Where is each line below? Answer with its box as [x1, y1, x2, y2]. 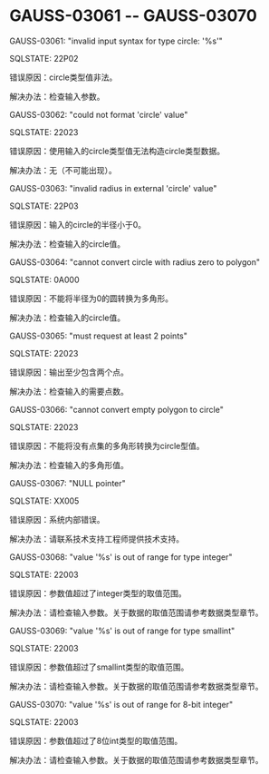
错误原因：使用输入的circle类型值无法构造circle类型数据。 [9, 145, 225, 156]
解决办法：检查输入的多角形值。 [9, 459, 129, 470]
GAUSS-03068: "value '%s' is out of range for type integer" [9, 551, 233, 563]
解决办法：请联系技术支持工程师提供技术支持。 [9, 533, 184, 544]
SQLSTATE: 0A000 [9, 274, 80, 285]
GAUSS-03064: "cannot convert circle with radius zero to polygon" [9, 256, 261, 268]
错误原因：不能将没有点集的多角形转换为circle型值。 [9, 440, 205, 451]
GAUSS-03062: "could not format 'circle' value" [9, 109, 188, 120]
